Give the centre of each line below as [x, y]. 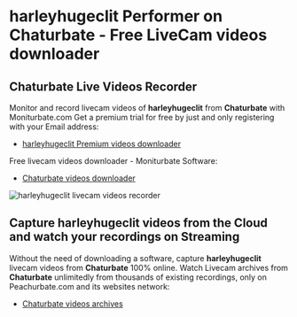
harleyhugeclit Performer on [116, 16]
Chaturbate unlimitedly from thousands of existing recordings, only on [138, 277]
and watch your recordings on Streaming [125, 237]
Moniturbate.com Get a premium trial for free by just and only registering [142, 117]
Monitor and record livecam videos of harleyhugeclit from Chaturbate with [147, 108]
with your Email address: [54, 127]
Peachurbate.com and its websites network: [90, 286]
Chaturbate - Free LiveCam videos [138, 35]
